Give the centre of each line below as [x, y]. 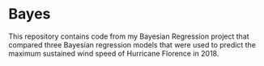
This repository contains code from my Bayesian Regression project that [129, 36]
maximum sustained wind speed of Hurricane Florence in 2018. [114, 53]
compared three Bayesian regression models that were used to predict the [132, 44]
